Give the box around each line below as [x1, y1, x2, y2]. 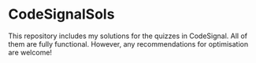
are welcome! [8, 47, 53, 57]
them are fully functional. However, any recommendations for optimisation [8, 39, 249, 48]
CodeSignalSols [8, 5, 115, 23]
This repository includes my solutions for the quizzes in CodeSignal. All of [8, 31, 248, 40]
